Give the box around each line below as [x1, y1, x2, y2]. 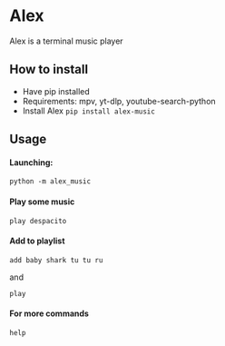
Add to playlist [9, 235, 65, 246]
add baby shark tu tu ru [9, 255, 103, 264]
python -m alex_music [9, 177, 92, 186]
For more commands [9, 308, 89, 319]
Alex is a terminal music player [9, 35, 124, 46]
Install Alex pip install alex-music [22, 105, 156, 116]
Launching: [9, 156, 54, 168]
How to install [9, 62, 89, 77]
